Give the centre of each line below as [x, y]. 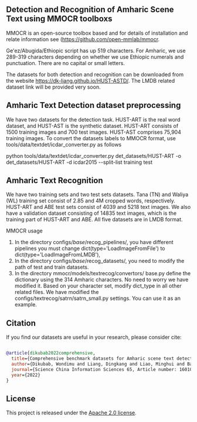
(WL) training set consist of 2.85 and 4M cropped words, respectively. [91, 201]
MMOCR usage [24, 231]
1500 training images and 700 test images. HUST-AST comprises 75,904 [94, 132]
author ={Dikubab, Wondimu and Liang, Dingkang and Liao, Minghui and [98, 364]
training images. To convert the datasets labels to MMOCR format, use [91, 138]
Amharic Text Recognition [55, 180]
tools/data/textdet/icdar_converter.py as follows [64, 144]
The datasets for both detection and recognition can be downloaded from [95, 74]
